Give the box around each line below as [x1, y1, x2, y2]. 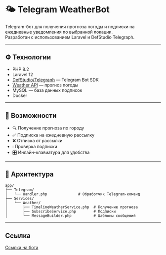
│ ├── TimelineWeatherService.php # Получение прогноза [5, 205, 138, 210]
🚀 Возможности [5, 112, 57, 120]
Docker [12, 92, 28, 98]
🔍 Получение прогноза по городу [12, 125, 84, 131]
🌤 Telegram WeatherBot [5, 4, 110, 15]
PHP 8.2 [12, 66, 29, 72]
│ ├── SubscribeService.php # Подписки [5, 209, 116, 214]
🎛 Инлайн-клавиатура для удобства [12, 149, 90, 155]
